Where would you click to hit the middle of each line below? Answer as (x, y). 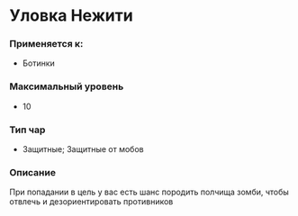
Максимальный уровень (67, 86)
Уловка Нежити (71, 16)
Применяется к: (46, 44)
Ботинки (39, 63)
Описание (33, 172)
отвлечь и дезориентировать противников (91, 202)
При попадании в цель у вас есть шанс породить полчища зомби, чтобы (149, 192)
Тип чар (27, 130)
